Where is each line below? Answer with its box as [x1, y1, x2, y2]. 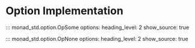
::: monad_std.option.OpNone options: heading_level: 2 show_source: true [5, 35, 188, 42]
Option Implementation [5, 4, 124, 18]
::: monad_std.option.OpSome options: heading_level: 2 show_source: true [5, 24, 190, 31]
